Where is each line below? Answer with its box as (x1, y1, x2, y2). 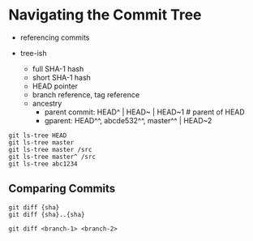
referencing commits (19, 32, 90, 42)
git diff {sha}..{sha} (8, 210, 85, 218)
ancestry (32, 98, 62, 108)
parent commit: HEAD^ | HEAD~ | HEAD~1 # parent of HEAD (44, 107, 245, 117)
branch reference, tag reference (32, 89, 140, 99)
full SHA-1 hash (32, 63, 84, 74)
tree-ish (19, 48, 47, 58)
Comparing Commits (8, 182, 116, 196)
